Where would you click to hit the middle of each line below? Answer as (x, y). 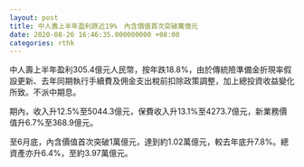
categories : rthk (42, 43)
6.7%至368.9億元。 (62, 123)
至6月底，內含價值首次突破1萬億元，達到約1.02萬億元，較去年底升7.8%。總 (149, 142)
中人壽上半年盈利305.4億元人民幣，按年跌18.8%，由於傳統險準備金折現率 (147, 70)
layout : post (34, 18)
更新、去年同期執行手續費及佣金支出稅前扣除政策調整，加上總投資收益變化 (156, 81)
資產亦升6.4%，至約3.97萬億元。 (71, 153)
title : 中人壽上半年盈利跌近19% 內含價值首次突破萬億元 (104, 26)
